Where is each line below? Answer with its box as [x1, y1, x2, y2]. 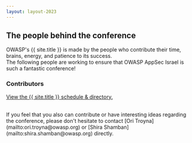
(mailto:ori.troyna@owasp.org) [6, 123, 81, 131]
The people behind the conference [6, 31, 136, 41]
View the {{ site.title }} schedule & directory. [6, 93, 113, 100]
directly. [93, 129, 114, 136]
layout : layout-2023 [6, 8, 57, 15]
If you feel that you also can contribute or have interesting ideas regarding [6, 110, 187, 118]
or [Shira [82, 123, 103, 131]
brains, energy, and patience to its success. [6, 53, 112, 60]
